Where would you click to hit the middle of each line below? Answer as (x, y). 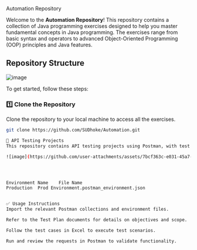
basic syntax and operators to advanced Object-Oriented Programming (92, 38)
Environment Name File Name (44, 183)
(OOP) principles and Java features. (49, 45)
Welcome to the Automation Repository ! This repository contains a (87, 20)
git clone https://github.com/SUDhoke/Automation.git (73, 130)
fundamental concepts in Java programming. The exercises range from (92, 32)
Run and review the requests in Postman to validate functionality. (91, 241)
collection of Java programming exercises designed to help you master (92, 26)
